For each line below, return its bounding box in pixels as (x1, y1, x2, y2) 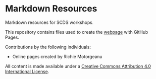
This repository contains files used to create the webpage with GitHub (5, 29, 149, 35)
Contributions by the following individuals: (5, 44, 91, 50)
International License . (5, 68, 50, 75)
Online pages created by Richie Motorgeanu (12, 53, 103, 60)
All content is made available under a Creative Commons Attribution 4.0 (5, 63, 151, 69)
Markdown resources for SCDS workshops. (5, 19, 94, 25)
